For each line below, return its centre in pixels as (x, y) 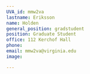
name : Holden (22, 23)
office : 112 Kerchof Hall (38, 40)
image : (14, 57)
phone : (14, 46)
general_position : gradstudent (45, 29)
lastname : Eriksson (31, 17)
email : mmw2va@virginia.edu (41, 51)
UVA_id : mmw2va (25, 12)
